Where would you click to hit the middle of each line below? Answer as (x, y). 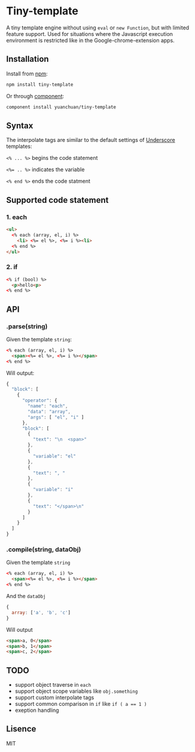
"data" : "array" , (49, 411)
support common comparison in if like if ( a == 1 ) (81, 704)
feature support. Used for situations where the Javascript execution (90, 34)
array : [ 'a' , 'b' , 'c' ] (41, 612)
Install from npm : (27, 74)
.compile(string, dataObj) (44, 550)
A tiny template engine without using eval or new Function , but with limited (98, 28)
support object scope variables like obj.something (76, 691)
